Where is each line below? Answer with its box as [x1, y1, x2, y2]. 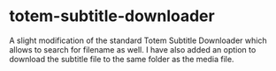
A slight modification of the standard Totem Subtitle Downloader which [9, 35, 267, 46]
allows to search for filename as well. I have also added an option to [9, 44, 257, 54]
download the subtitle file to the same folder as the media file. [9, 53, 234, 64]
